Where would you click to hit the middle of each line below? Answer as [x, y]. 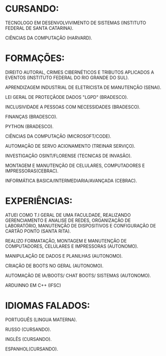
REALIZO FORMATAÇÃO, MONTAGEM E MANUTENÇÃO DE [66, 241]
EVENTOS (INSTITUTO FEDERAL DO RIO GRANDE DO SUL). [67, 77]
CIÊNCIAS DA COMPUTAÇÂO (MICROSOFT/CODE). [58, 136]
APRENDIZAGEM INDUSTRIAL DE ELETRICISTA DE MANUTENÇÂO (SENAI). [83, 87]
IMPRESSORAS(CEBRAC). [32, 171]
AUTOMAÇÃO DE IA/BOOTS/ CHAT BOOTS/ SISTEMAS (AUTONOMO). [78, 275]
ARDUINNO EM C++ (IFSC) [33, 285]
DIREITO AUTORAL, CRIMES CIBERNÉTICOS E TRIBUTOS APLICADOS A [80, 72]
